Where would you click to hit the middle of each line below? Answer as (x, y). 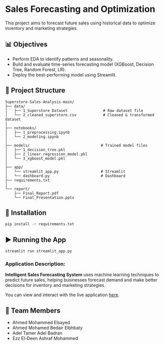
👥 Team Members (33, 310)
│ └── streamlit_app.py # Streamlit (65, 172)
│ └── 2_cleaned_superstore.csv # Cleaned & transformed (80, 115)
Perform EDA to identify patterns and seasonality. (63, 59)
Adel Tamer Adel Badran (37, 333)
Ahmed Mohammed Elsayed (41, 323)
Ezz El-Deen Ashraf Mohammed (45, 339)
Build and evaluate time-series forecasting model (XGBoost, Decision (83, 64)
